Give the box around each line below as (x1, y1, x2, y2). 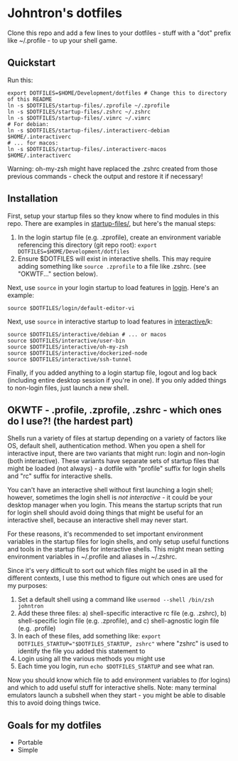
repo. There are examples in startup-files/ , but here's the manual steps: (7, 219, 216, 227)
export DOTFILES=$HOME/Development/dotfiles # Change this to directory (7, 89, 227, 97)
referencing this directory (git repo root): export (17, 240, 158, 249)
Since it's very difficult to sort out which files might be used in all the (7, 566, 208, 575)
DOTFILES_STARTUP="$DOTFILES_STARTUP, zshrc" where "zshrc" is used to (17, 639, 229, 648)
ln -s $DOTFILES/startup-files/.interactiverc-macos (7, 145, 167, 152)
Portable (17, 738, 43, 747)
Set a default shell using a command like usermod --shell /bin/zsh (17, 595, 215, 604)
